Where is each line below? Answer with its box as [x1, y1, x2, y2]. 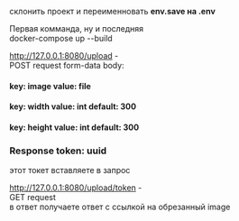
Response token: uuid [9, 144, 107, 157]
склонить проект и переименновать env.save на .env [9, 6, 216, 16]
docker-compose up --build [9, 33, 113, 43]
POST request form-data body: [9, 60, 124, 70]
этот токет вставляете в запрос [9, 165, 131, 176]
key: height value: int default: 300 [9, 122, 140, 133]
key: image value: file [9, 80, 92, 91]
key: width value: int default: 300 [9, 101, 137, 112]
